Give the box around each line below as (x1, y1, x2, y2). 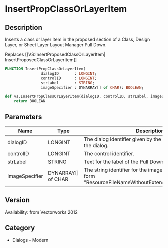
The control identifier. (84, 150, 135, 157)
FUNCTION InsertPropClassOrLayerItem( (5, 66, 86, 71)
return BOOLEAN (14, 99, 46, 104)
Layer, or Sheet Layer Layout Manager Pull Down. (5, 42, 107, 48)
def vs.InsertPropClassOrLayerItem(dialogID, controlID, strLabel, (5, 94, 149, 99)
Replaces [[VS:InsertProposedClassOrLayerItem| (5, 51, 106, 57)
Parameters (5, 112, 42, 121)
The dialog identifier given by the (84, 136, 161, 143)
